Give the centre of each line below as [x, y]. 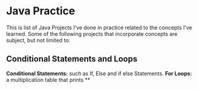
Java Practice [41, 11]
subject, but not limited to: [38, 40]
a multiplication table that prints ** [48, 79]
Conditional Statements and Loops [72, 59]
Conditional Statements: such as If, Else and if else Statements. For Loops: [99, 73]
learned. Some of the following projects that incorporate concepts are [92, 33]
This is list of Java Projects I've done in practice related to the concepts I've [99, 27]
